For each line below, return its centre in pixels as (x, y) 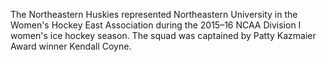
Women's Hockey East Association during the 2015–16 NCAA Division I (156, 25)
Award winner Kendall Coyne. (71, 46)
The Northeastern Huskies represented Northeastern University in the (154, 14)
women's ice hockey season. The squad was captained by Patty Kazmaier (163, 35)
